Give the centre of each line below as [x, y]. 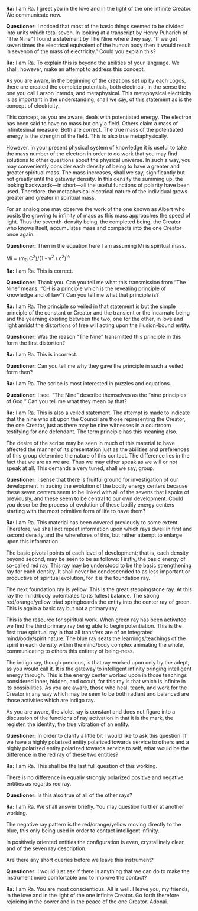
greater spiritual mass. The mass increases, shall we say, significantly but [95, 173]
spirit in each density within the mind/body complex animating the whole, [95, 645]
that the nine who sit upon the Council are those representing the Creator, [96, 419]
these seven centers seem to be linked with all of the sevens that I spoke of [98, 492]
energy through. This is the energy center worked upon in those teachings [97, 675]
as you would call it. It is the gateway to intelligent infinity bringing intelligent [99, 669]
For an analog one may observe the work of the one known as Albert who [95, 209]
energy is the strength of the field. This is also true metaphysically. [87, 136]
